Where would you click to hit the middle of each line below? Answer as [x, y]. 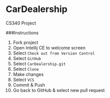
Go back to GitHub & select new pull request [59, 90]
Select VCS [24, 79]
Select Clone [26, 69]
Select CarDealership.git [39, 63]
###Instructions [22, 32]
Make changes [28, 74]
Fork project [26, 42]
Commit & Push [29, 85]
